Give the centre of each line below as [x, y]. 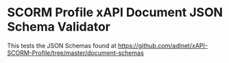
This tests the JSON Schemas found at [62, 45]
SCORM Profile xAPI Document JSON [115, 13]
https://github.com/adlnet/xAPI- [162, 45]
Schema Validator [59, 27]
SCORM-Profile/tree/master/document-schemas [75, 53]
